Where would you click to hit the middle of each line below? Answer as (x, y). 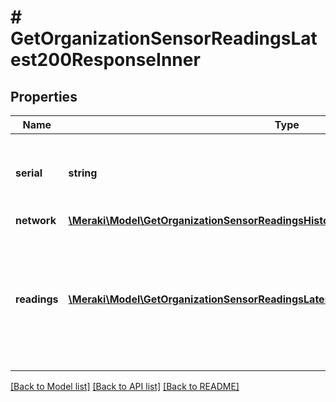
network (36, 220)
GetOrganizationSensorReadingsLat (164, 38)
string (83, 173)
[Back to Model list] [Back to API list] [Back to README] (125, 386)
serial (29, 173)
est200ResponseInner (105, 60)
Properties (44, 96)
